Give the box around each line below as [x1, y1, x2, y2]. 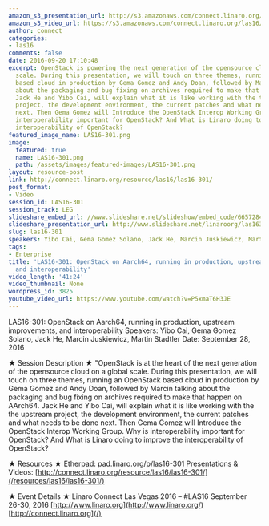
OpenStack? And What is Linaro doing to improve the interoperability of [8, 435, 243, 444]
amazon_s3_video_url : [8, 19, 81, 27]
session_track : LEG [8, 205, 74, 213]
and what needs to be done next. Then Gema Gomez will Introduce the [8, 418, 242, 427]
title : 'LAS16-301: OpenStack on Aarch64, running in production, [8, 257, 235, 265]
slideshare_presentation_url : [8, 221, 110, 229]
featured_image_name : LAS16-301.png [8, 131, 130, 139]
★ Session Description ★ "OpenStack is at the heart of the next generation [8, 358, 258, 367]
